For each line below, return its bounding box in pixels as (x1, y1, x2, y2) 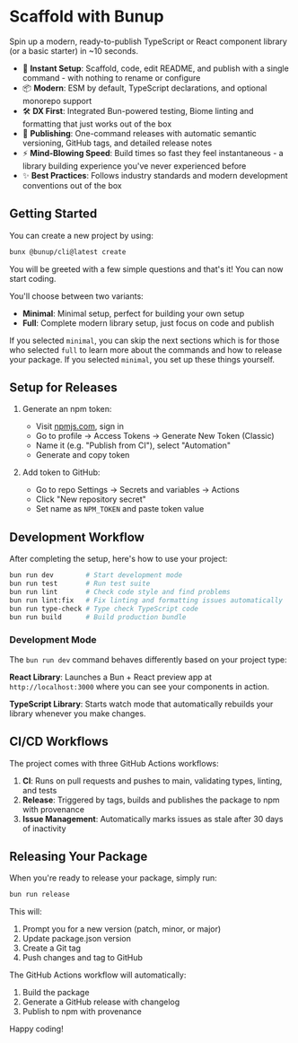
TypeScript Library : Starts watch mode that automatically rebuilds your (9, 698, 274, 709)
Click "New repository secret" (35, 494, 146, 504)
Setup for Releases (9, 380, 118, 396)
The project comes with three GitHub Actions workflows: (9, 758, 220, 768)
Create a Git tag (22, 942, 82, 953)
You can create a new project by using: (9, 230, 154, 241)
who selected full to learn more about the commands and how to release (9, 344, 283, 355)
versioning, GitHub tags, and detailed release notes (22, 137, 213, 148)
